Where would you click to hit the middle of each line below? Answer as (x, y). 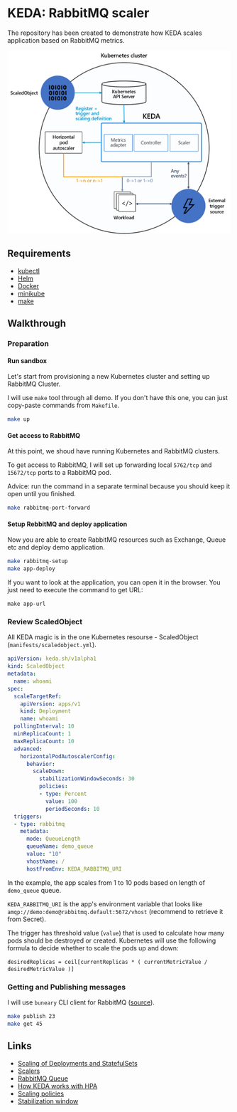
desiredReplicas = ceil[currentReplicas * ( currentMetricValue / (108, 962)
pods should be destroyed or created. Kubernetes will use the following (112, 940)
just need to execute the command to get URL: (75, 590)
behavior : (40, 764)
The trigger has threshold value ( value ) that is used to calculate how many (116, 933)
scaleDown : (49, 771)
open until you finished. (42, 494)
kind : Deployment (46, 711)
